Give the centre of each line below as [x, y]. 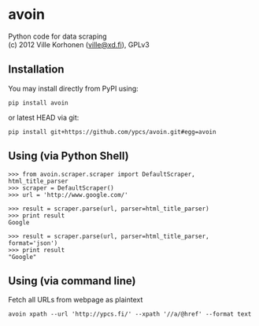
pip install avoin [38, 103]
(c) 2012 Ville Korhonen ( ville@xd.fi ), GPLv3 [79, 44]
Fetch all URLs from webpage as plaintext [76, 300]
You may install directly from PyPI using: [74, 88]
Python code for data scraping [58, 36]
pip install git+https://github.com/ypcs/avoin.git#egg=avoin [112, 132]
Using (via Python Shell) [68, 156]
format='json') [33, 243]
